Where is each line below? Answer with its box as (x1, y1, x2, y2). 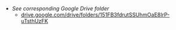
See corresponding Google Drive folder (11, 5, 109, 12)
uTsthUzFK (20, 18, 49, 24)
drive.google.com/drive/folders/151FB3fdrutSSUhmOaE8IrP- (20, 11, 170, 18)
